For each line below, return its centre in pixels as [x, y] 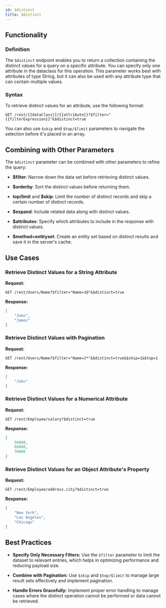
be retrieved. [26, 601]
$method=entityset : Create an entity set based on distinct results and [85, 237]
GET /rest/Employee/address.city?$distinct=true [57, 490]
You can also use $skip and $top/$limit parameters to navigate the [75, 128]
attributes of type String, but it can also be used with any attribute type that [83, 77]
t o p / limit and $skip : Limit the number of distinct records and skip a [82, 196]
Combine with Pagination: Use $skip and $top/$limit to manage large [86, 575]
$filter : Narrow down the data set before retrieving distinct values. [81, 177]
